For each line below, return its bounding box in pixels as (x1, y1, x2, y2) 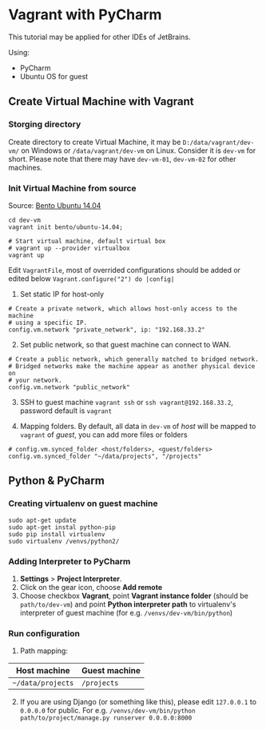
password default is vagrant (19, 406, 113, 415)
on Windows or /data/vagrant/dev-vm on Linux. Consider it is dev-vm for (21, 146, 256, 155)
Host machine (15, 665, 70, 676)
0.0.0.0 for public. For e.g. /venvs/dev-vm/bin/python (19, 706, 196, 716)
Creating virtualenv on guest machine (8, 498, 158, 509)
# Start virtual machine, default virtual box (8, 237, 166, 245)
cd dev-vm (8, 216, 42, 224)
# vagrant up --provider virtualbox (8, 244, 130, 252)
